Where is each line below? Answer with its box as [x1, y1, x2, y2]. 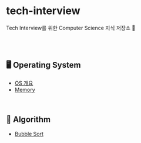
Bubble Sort [14, 130, 44, 137]
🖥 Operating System [6, 60, 81, 70]
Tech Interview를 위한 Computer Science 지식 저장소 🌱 [6, 24, 136, 31]
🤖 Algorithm [6, 115, 51, 125]
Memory [14, 86, 35, 93]
